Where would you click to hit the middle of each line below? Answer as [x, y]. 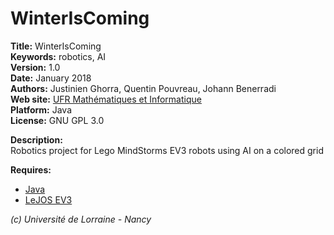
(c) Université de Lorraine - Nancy [81, 219]
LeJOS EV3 [48, 199]
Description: [36, 139]
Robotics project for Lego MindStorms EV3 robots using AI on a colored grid [167, 150]
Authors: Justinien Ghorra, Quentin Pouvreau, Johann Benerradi [143, 88]
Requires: [31, 169]
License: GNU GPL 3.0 [57, 120]
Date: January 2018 [51, 78]
